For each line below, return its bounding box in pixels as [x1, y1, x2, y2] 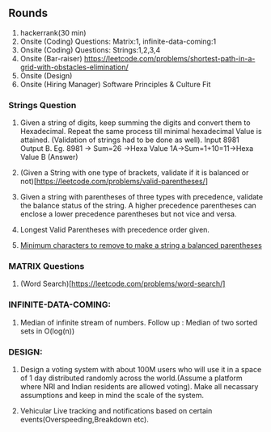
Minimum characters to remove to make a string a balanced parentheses [19, 241, 263, 250]
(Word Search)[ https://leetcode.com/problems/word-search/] [19, 279, 226, 289]
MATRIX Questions [8, 261, 85, 272]
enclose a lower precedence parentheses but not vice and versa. [19, 209, 237, 219]
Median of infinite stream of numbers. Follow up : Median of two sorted [19, 317, 257, 327]
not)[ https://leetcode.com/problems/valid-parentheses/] [19, 177, 209, 187]
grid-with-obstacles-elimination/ [19, 62, 129, 72]
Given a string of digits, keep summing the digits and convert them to [19, 118, 251, 128]
